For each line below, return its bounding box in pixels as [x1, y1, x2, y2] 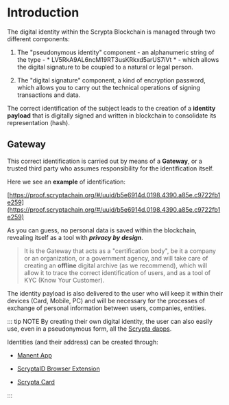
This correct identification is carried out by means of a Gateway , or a [7, 157, 202, 165]
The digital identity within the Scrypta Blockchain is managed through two [7, 28, 216, 36]
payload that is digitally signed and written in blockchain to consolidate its [7, 111, 217, 120]
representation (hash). [7, 118, 70, 127]
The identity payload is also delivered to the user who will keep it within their [7, 289, 224, 297]
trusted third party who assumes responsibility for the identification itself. [7, 164, 214, 173]
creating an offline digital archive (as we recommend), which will [23, 261, 208, 270]
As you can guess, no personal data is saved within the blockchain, [7, 226, 197, 234]
